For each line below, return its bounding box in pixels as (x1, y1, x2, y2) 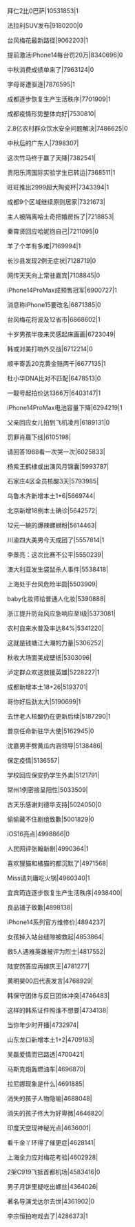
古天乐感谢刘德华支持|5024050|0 (7, 800, 102, 809)
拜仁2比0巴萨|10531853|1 (7, 7, 79, 15)
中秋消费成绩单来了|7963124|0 (7, 66, 94, 73)
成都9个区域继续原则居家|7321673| (7, 198, 105, 206)
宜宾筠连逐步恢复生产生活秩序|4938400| (7, 889, 123, 896)
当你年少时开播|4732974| (7, 1021, 79, 1029)
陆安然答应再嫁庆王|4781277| (7, 962, 90, 970)
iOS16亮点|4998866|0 (7, 830, 70, 838)
